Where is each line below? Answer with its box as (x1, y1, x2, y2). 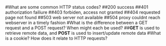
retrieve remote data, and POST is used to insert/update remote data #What (5, 30, 161, 36)
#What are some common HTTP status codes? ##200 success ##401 (5, 4, 149, 10)
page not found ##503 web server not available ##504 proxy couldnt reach (5, 15, 161, 20)
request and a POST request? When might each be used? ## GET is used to (5, 25, 160, 31)
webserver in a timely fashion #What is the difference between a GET (5, 20, 148, 25)
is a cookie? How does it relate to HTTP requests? (5, 35, 108, 41)
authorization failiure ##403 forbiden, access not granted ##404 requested (5, 9, 161, 15)
